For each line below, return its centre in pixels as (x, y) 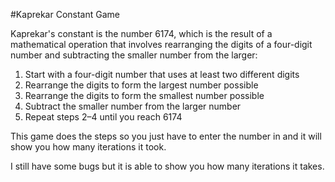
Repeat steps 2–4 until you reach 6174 (103, 117)
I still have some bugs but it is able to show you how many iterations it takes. (167, 166)
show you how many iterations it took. (88, 147)
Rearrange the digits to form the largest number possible (141, 85)
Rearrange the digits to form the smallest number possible (144, 95)
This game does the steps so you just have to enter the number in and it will (166, 136)
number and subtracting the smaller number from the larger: (134, 55)
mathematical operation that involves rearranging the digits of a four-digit (161, 44)
